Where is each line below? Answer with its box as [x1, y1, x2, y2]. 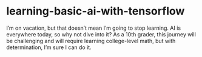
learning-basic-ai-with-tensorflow [6, 4, 185, 18]
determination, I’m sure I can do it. [6, 44, 92, 51]
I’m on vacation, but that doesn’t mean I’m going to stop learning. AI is [6, 24, 181, 32]
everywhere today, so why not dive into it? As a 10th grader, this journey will [6, 30, 196, 38]
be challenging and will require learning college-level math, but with [6, 37, 176, 44]
